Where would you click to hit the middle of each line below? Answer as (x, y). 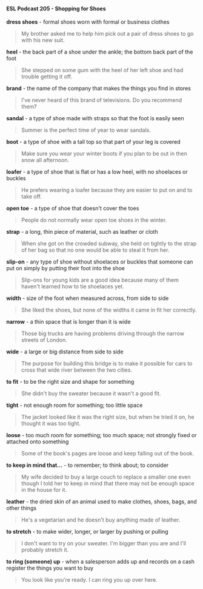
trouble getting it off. (47, 77)
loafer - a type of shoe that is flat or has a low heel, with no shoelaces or (97, 172)
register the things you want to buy (50, 568)
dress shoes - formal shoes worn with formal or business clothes (88, 22)
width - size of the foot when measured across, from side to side (88, 298)
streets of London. (44, 340)
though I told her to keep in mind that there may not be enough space (108, 483)
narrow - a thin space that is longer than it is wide (69, 322)
